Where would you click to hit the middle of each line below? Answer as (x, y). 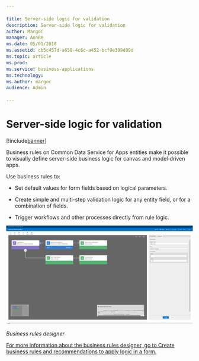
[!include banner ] (26, 140)
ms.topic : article (29, 56)
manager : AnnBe (25, 38)
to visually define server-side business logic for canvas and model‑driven (96, 158)
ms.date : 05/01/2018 (32, 44)
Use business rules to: (33, 176)
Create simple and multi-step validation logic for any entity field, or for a (102, 199)
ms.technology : (25, 75)
